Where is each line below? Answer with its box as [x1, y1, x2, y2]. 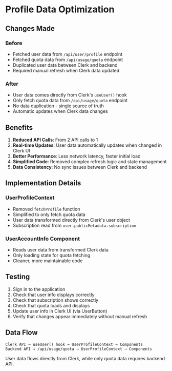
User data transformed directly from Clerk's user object [12, 217, 131, 223]
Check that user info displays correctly [12, 291, 95, 298]
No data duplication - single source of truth [12, 103, 104, 109]
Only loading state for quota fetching [12, 252, 91, 258]
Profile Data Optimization [5, 4, 115, 15]
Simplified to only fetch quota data [12, 211, 85, 218]
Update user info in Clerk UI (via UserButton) [12, 308, 107, 314]
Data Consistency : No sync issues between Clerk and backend [12, 164, 147, 170]
